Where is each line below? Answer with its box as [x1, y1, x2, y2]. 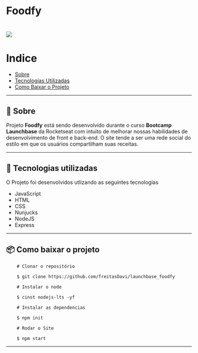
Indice [6, 51, 37, 65]
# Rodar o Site [16, 325, 54, 331]
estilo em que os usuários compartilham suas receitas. [6, 140, 138, 148]
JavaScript [14, 190, 41, 197]
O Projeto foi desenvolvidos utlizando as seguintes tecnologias [6, 179, 159, 186]
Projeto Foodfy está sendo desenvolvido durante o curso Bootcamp [6, 122, 172, 129]
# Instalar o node [16, 284, 62, 290]
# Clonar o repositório [16, 263, 75, 269]
